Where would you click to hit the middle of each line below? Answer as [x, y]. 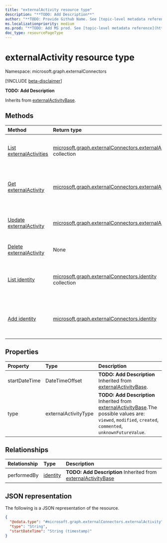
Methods [19, 116]
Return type [67, 130]
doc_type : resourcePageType [34, 33]
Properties [22, 352]
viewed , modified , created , [129, 420]
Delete [15, 246]
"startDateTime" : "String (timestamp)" [51, 531]
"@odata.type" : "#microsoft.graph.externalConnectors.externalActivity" [86, 522]
